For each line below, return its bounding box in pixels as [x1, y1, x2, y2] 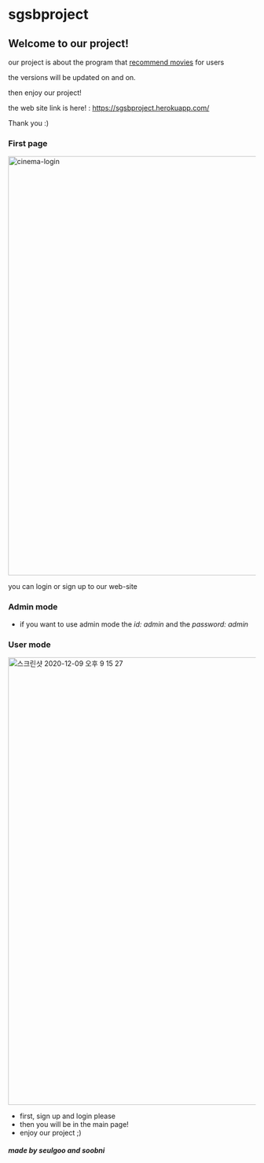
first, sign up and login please [19, 1111, 116, 1121]
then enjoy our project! [8, 88, 82, 97]
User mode [8, 638, 51, 649]
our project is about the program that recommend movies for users [8, 57, 225, 67]
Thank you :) [8, 119, 49, 127]
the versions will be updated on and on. [8, 73, 136, 82]
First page [8, 137, 48, 148]
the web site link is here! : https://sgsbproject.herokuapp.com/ [8, 104, 210, 112]
